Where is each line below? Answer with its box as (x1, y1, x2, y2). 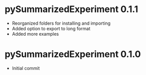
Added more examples (12, 31, 59, 37)
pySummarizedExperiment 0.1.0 (5, 49, 141, 60)
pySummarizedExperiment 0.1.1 (5, 4, 138, 15)
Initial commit (12, 65, 40, 71)
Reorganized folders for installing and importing (12, 20, 111, 26)
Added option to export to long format (12, 25, 91, 31)
